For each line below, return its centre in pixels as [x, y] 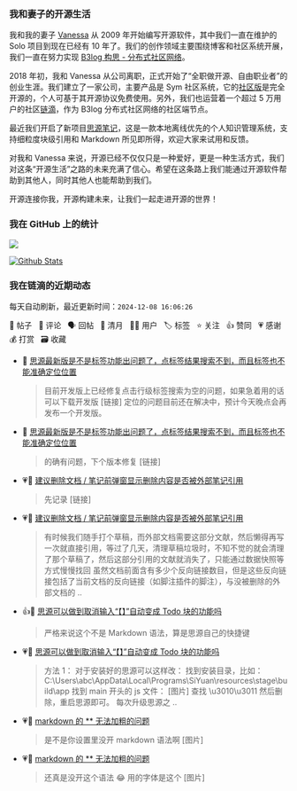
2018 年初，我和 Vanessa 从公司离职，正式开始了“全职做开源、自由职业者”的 [148, 76]
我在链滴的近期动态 [50, 286]
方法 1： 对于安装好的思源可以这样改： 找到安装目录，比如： [153, 670]
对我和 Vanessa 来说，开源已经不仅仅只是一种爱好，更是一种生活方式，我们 [147, 158]
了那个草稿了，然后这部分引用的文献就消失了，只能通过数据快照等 [164, 559]
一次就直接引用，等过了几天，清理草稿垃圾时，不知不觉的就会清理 [164, 548]
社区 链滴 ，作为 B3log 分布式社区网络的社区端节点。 [119, 109]
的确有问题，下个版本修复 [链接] [102, 461]
